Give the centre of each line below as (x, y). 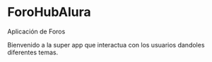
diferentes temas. (33, 52)
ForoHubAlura (49, 12)
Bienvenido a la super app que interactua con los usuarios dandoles (106, 45)
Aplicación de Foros (36, 31)
